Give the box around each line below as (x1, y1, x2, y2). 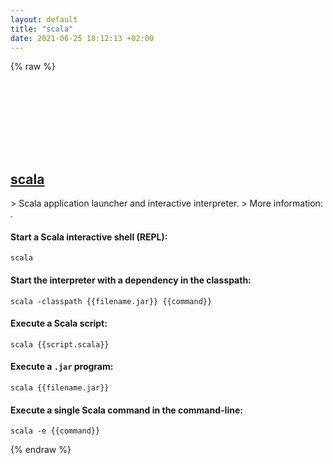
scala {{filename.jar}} (10, 383, 110, 393)
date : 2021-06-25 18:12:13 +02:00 (10, 33, 155, 43)
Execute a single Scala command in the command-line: (10, 404, 243, 416)
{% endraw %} (10, 444, 72, 456)
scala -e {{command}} (10, 426, 101, 436)
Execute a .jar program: (10, 361, 114, 373)
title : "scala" (10, 24, 74, 34)
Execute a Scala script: (10, 317, 108, 330)
